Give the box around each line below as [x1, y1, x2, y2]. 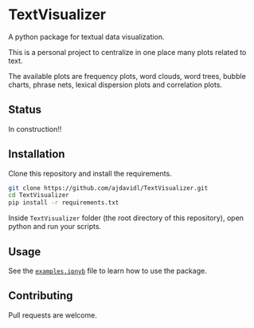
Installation [8, 148, 65, 161]
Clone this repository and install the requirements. [8, 168, 173, 178]
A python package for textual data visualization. [8, 32, 165, 41]
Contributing [8, 289, 73, 302]
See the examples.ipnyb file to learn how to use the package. [8, 266, 207, 275]
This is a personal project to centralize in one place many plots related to [8, 47, 247, 57]
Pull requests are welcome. [8, 310, 97, 320]
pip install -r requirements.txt [8, 199, 119, 207]
